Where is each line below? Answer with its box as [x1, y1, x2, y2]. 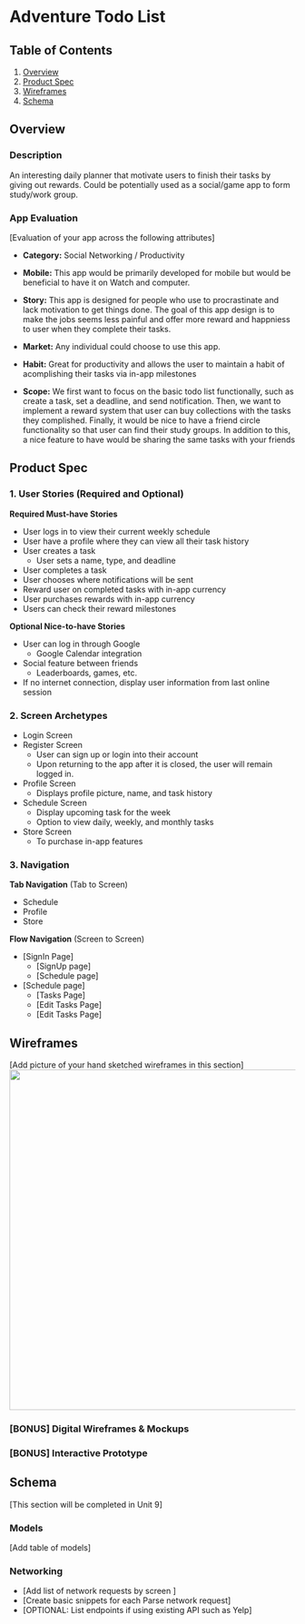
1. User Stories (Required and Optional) [9, 487, 184, 500]
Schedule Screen [22, 797, 88, 808]
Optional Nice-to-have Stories [9, 620, 125, 632]
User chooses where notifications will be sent [22, 574, 193, 585]
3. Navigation [9, 858, 70, 871]
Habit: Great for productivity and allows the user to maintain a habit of [22, 359, 285, 369]
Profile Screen [22, 778, 76, 789]
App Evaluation [9, 212, 79, 224]
